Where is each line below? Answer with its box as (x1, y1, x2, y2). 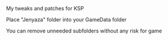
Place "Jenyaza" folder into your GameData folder (6, 16, 127, 23)
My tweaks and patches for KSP (6, 5, 84, 12)
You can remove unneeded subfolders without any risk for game (6, 27, 162, 34)
